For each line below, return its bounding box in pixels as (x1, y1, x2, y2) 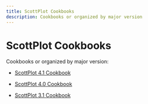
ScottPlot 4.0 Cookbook (14, 81, 73, 88)
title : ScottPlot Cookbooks (6, 8, 75, 15)
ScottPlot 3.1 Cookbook (14, 92, 71, 99)
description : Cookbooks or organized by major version (6, 14, 143, 20)
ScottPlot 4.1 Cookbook (14, 69, 71, 76)
